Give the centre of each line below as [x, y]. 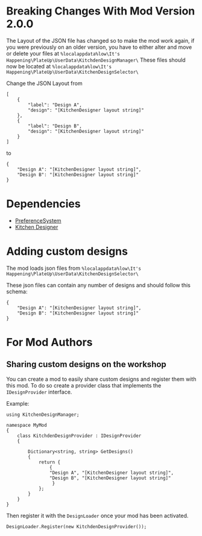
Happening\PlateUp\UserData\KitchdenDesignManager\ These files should [96, 60]
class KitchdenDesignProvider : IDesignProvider [79, 436]
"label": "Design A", [55, 105]
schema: [17, 292]
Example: [18, 403]
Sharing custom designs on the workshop [87, 364]
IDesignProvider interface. [39, 392]
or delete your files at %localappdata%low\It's [63, 53]
